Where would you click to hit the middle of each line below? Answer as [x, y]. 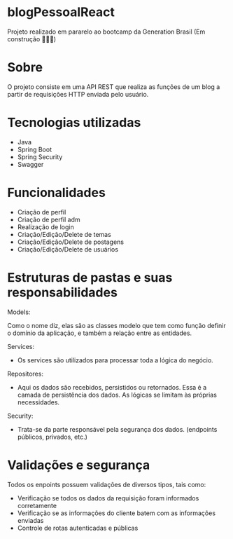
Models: [19, 312]
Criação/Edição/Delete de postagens [71, 242]
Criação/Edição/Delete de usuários [68, 249]
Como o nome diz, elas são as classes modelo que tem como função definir [116, 325]
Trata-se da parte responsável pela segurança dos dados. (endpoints [117, 429]
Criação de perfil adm [49, 219]
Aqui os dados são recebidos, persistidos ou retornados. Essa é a [112, 387]
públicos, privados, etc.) [52, 437]
